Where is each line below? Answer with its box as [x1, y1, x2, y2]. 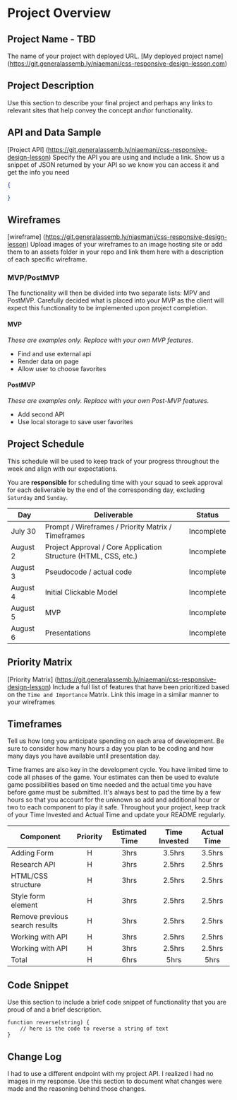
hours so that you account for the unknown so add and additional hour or [7, 795, 220, 804]
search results [11, 920, 59, 930]
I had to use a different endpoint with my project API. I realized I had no [7, 1069, 214, 1077]
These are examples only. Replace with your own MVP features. [7, 336, 194, 344]
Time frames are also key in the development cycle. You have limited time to [7, 766, 229, 774]
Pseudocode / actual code [44, 567, 133, 577]
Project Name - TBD [7, 33, 97, 45]
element [11, 900, 38, 910]
